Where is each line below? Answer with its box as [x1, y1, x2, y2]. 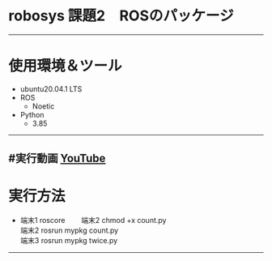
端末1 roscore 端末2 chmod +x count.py [19, 216, 167, 225]
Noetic [32, 101, 55, 111]
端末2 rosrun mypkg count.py [19, 225, 119, 235]
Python [19, 109, 45, 119]
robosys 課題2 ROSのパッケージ [8, 6, 234, 25]
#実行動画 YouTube [8, 152, 106, 165]
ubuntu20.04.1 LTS [19, 83, 83, 93]
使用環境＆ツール [8, 57, 123, 75]
